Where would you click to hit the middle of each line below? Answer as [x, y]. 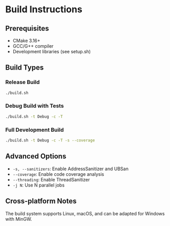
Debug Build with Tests [35, 106]
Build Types [25, 68]
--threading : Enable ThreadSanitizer [51, 179]
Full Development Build [35, 130]
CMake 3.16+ [26, 40]
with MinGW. [19, 219]
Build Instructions [44, 9]
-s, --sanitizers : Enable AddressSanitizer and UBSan [71, 169]
